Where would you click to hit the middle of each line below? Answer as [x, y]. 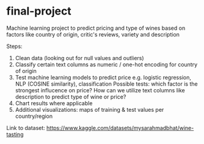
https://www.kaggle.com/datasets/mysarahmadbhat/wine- [120, 128]
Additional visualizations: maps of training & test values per [89, 109]
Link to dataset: [26, 128]
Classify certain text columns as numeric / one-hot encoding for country [106, 64]
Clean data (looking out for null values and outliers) [80, 58]
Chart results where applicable [54, 103]
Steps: [14, 46]
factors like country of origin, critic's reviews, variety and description [93, 34]
